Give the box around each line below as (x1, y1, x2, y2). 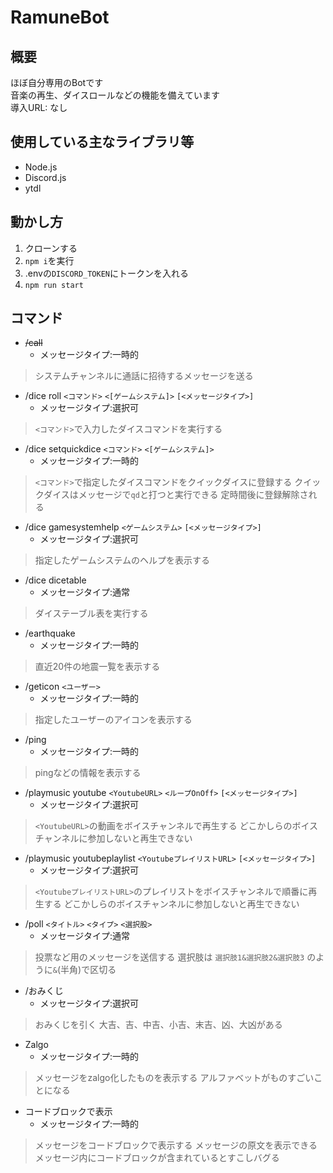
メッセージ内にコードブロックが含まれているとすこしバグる (34, 1152, 280, 1164)
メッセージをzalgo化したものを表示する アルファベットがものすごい (34, 1072, 315, 1084)
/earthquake (24, 627, 76, 640)
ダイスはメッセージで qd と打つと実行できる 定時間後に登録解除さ (43, 489, 309, 501)
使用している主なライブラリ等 (10, 134, 195, 151)
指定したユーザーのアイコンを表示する (34, 714, 193, 726)
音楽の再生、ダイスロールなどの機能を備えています (10, 89, 220, 101)
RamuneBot (10, 6, 110, 29)
